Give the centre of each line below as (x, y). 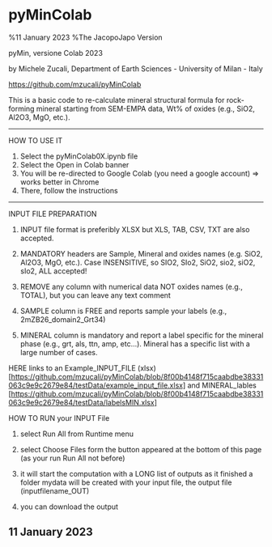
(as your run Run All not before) (72, 458)
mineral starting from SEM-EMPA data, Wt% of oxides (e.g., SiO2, (145, 108)
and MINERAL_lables (222, 385)
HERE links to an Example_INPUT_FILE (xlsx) (82, 368)
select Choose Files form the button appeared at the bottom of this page (141, 449)
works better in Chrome (59, 182)
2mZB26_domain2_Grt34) (63, 319)
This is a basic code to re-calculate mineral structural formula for (117, 100)
